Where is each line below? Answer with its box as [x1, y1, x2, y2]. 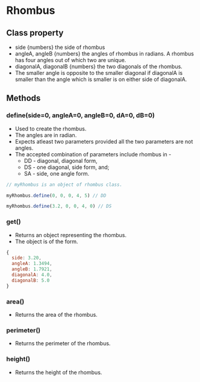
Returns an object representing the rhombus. [14, 231, 127, 238]
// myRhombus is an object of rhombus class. [6, 182, 122, 188]
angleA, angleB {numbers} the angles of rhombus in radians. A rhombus [14, 50, 194, 57]
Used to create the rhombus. [14, 125, 87, 132]
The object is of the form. [14, 238, 78, 245]
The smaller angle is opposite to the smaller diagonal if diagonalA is [14, 69, 183, 76]
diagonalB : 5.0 [11, 277, 50, 284]
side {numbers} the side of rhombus [14, 43, 105, 51]
